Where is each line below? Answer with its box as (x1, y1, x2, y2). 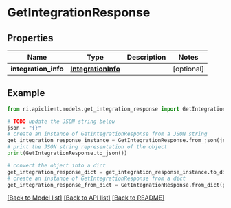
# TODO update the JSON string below (7, 118, 115, 125)
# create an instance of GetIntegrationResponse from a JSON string (7, 130, 208, 138)
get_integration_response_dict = (7, 168, 103, 176)
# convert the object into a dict (7, 162, 107, 169)
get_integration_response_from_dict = (7, 181, 118, 188)
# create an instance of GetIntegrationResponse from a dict (7, 175, 186, 182)
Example (7, 87, 45, 99)
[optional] (173, 64, 205, 73)
